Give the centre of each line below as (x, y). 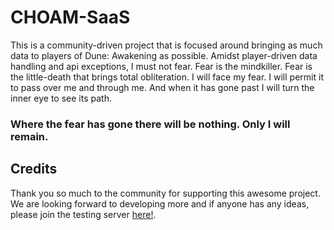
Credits (34, 169)
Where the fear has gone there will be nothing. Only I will (150, 124)
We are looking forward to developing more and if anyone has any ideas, (160, 203)
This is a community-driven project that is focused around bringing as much (166, 45)
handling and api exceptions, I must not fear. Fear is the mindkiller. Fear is (161, 66)
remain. (29, 136)
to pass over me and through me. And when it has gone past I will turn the (162, 87)
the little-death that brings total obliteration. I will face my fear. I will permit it (167, 77)
